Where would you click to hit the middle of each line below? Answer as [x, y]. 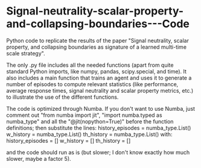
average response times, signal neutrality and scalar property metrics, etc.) [100, 90]
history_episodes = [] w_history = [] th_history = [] [69, 140]
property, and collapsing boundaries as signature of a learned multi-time [97, 47]
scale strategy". [26, 53]
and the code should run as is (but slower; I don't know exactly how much [98, 152]
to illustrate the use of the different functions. [62, 97]
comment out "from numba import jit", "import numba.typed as [84, 115]
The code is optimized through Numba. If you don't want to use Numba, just [101, 108]
